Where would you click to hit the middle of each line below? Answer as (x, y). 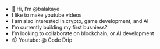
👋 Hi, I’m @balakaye (35, 9)
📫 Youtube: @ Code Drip (42, 40)
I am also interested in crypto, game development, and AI (80, 21)
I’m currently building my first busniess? (59, 27)
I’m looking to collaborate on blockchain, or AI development (83, 33)
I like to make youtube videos (47, 15)
